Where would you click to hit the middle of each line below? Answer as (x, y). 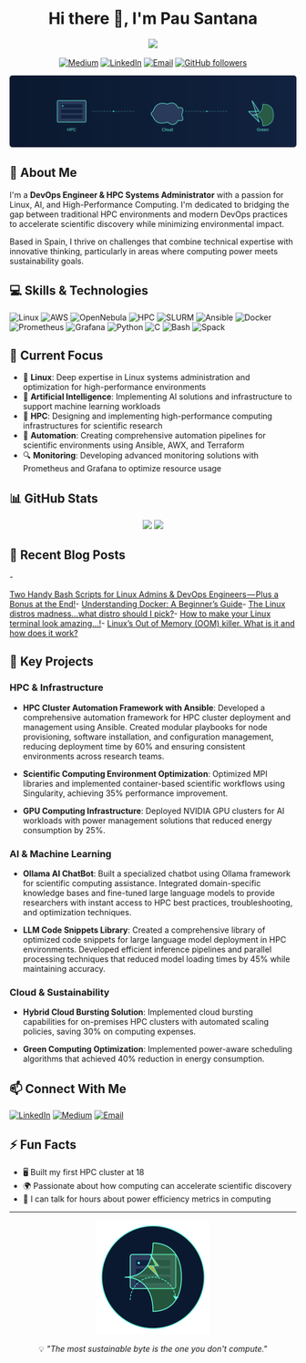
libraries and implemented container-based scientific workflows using (153, 783)
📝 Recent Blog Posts (67, 555)
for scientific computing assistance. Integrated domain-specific (142, 883)
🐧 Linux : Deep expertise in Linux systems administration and (136, 377)
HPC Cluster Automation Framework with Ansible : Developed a (144, 707)
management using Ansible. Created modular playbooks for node (145, 727)
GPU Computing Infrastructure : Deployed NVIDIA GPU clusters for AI (153, 811)
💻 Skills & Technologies (79, 291)
